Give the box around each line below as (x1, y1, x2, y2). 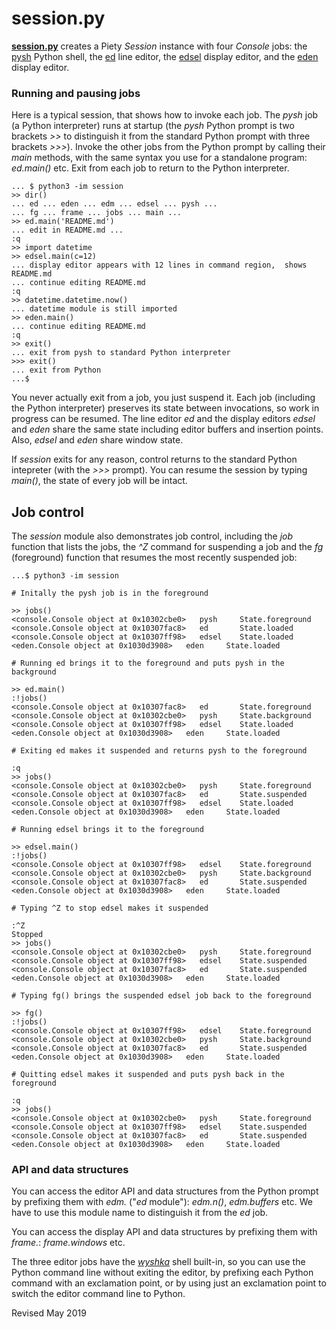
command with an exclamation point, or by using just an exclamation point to (11, 1277, 327, 1289)
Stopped (11, 930, 44, 940)
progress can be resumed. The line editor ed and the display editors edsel (11, 413, 316, 425)
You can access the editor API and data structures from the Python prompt (11, 1185, 319, 1197)
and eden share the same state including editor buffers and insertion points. (11, 423, 324, 436)
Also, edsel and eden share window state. (11, 434, 184, 446)
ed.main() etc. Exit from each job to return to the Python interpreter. (11, 162, 290, 174)
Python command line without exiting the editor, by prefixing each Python (11, 1267, 314, 1279)
